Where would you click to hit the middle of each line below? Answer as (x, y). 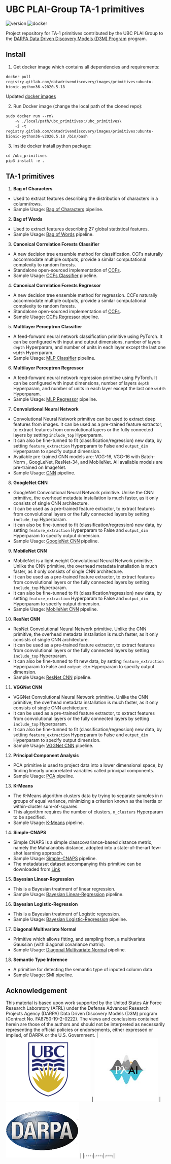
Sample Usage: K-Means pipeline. (48, 823)
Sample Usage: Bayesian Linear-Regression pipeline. (68, 894)
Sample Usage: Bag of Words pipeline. (53, 234)
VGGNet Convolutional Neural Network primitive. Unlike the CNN (81, 697)
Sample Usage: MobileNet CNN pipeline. (56, 609)
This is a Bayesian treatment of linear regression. (64, 888)
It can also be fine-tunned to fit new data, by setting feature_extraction (88, 661)
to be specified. (29, 817)
